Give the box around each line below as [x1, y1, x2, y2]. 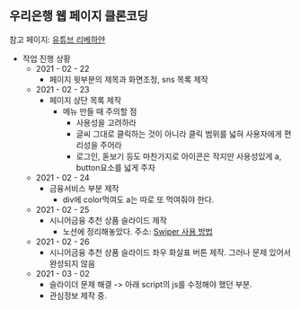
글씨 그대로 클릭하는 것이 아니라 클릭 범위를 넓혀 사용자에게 [75, 128, 283, 139]
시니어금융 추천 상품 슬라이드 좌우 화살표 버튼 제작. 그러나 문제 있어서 [49, 246, 292, 258]
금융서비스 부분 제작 [49, 182, 119, 193]
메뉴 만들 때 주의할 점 [62, 106, 137, 117]
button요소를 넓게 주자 [75, 162, 155, 172]
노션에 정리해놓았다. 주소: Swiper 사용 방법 [62, 225, 213, 236]
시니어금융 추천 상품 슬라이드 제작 [49, 215, 168, 225]
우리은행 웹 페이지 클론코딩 [9, 8, 148, 24]
